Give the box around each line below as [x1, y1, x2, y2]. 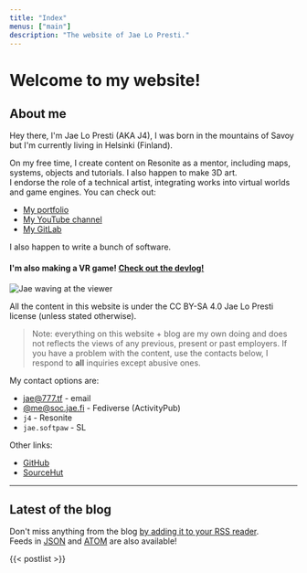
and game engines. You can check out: [9, 186, 157, 197]
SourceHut [22, 467, 64, 478]
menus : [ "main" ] [9, 22, 71, 31]
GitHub [22, 457, 50, 468]
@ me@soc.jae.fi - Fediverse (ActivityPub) [22, 402, 181, 413]
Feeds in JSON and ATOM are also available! [9, 536, 177, 546]
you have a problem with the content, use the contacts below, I [31, 347, 269, 358]
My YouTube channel [22, 214, 102, 225]
